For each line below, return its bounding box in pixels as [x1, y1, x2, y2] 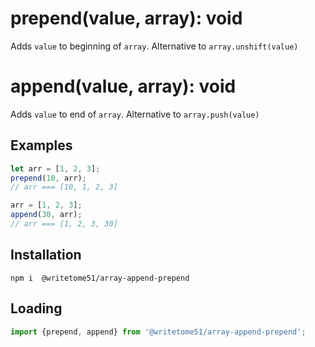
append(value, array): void [10, 75, 237, 98]
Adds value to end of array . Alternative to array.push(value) [10, 108, 260, 120]
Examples [10, 137, 73, 154]
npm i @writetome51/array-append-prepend [10, 273, 190, 283]
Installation [10, 247, 82, 264]
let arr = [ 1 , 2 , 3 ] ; [10, 163, 101, 174]
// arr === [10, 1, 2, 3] [10, 182, 118, 192]
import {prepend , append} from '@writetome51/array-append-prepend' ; [10, 327, 307, 337]
